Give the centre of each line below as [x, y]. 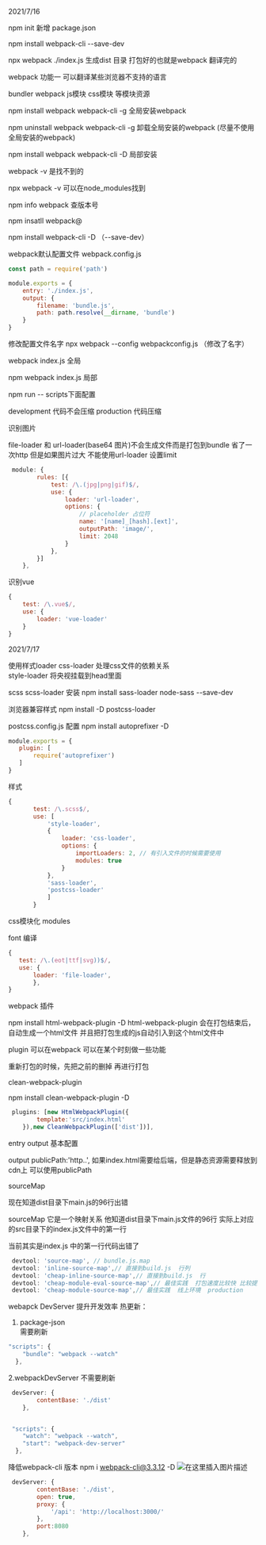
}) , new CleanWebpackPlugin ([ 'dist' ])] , [88, 1127]
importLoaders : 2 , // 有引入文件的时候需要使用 [148, 853]
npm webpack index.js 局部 [53, 377]
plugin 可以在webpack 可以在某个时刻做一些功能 [87, 1050]
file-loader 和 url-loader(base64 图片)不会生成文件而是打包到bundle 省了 [127, 445]
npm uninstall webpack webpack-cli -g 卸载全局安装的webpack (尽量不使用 [131, 127]
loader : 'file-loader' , [72, 975]
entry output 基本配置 [43, 1143]
